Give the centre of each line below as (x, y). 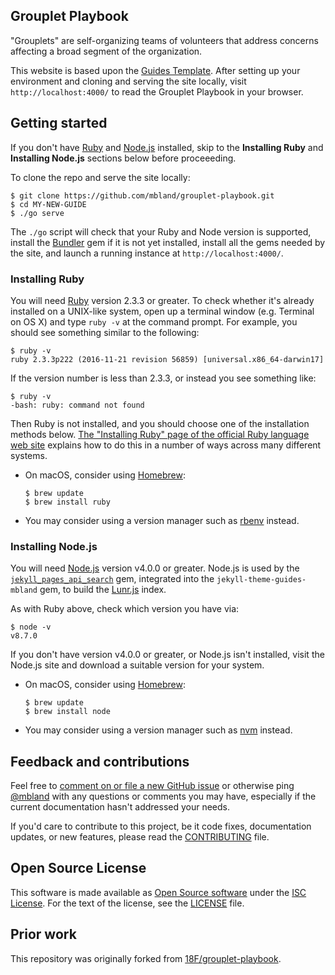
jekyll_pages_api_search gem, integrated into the (112, 579)
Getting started (59, 123)
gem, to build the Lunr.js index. (103, 590)
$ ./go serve (37, 213)
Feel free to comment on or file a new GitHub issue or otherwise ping (152, 786)
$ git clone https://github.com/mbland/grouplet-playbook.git (142, 195)
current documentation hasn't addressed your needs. (120, 807)
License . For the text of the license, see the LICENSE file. (127, 903)
